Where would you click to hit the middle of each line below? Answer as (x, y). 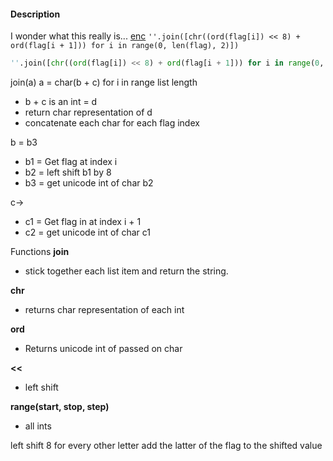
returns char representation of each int (104, 310)
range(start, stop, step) (60, 407)
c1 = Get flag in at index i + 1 (83, 222)
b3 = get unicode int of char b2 (89, 183)
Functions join (40, 252)
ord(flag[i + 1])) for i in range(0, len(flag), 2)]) (125, 46)
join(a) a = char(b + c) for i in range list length (104, 82)
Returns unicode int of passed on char (103, 349)
